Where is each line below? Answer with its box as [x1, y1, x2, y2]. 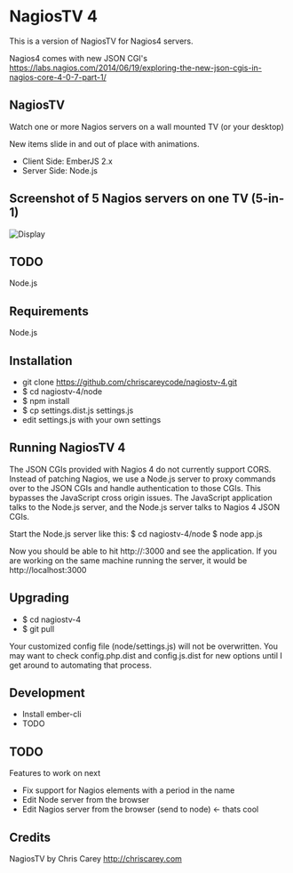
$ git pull [21, 623, 55, 634]
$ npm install [21, 396, 70, 406]
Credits [9, 829, 51, 845]
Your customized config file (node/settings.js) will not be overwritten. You [9, 641, 278, 651]
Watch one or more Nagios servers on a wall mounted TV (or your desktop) [9, 121, 284, 132]
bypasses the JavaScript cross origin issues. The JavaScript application [9, 492, 273, 503]
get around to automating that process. [9, 659, 153, 670]
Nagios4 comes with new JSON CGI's [9, 53, 148, 63]
